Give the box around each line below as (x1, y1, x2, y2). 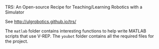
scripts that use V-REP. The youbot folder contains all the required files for (5, 33, 154, 39)
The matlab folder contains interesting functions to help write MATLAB (5, 28, 147, 33)
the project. (5, 38, 28, 44)
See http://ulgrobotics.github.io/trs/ (5, 19, 77, 24)
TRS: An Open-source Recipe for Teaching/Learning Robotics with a (5, 4, 143, 10)
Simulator (5, 9, 24, 15)
